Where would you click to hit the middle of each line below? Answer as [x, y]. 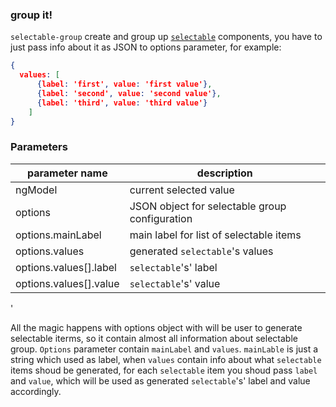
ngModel [36, 190]
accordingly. [36, 391]
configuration [161, 218]
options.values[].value [67, 283]
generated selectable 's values [201, 251]
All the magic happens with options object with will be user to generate [156, 327]
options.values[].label [66, 267]
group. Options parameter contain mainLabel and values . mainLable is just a [164, 349]
